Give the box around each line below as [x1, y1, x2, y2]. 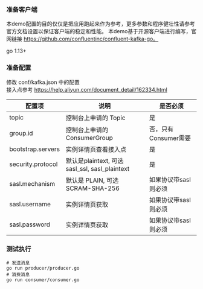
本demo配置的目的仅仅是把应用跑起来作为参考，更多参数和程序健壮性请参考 [6, 20, 195, 28]
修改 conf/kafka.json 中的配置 [6, 78, 80, 86]
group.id [9, 129, 33, 137]
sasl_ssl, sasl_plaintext [65, 164, 130, 173]
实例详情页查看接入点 [65, 145, 127, 153]
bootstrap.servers [9, 145, 60, 153]
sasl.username [9, 200, 51, 208]
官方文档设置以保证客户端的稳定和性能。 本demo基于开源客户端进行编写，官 [6, 28, 197, 35]
